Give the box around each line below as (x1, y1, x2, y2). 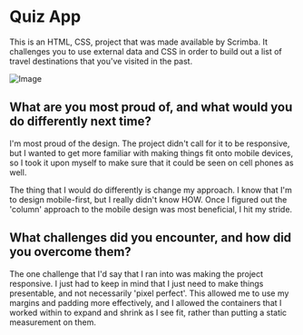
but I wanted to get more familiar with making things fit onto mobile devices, (9, 147, 293, 158)
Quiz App (9, 6, 82, 27)
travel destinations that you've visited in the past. (9, 55, 193, 66)
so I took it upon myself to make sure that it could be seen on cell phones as (9, 157, 294, 168)
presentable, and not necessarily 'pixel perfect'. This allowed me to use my (9, 288, 289, 299)
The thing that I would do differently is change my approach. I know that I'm (9, 184, 292, 195)
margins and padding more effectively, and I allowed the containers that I (9, 297, 282, 308)
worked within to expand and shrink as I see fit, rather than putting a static (9, 307, 288, 318)
